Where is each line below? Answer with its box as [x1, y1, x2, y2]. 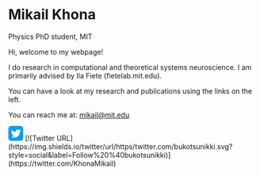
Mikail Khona [8, 6, 97, 24]
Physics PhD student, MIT [8, 32, 93, 41]
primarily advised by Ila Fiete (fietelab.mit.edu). [8, 71, 162, 80]
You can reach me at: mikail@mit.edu [8, 109, 130, 120]
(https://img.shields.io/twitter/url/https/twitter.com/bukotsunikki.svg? [8, 141, 233, 151]
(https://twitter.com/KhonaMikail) [8, 159, 117, 168]
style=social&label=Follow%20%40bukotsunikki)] [8, 150, 171, 159]
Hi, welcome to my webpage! [8, 47, 104, 56]
